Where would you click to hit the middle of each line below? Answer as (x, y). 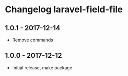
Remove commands (32, 40)
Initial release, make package (42, 68)
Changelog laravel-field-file (64, 9)
